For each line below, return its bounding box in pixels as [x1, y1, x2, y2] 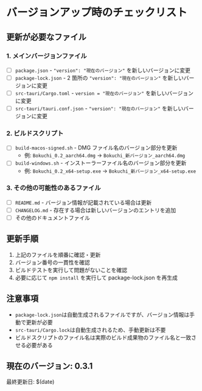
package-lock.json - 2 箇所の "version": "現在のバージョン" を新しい [15, 74, 184, 81]
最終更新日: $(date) [6, 378, 55, 386]
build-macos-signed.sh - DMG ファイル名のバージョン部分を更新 [15, 144, 178, 151]
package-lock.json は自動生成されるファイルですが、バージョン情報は [15, 310, 190, 318]
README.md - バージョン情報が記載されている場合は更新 [15, 199, 152, 206]
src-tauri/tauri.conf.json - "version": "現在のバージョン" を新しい [15, 105, 184, 112]
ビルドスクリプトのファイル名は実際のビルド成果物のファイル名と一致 [15, 334, 192, 341]
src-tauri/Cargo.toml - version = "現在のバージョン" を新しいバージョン [15, 90, 193, 96]
